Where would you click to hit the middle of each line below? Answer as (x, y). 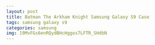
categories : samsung (32, 28)
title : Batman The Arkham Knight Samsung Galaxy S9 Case (78, 17)
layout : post (22, 11)
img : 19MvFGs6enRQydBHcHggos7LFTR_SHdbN (57, 33)
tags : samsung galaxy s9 (37, 22)
